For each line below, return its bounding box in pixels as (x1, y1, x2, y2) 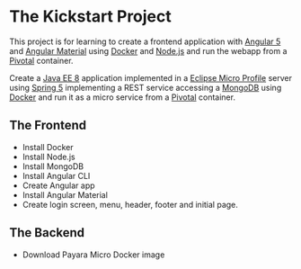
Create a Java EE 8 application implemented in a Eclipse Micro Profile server (9, 72, 292, 83)
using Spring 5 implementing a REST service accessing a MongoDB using (9, 82, 282, 93)
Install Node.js (22, 151, 75, 162)
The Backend (9, 225, 85, 240)
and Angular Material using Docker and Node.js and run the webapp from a (9, 45, 288, 56)
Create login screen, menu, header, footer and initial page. (22, 199, 238, 210)
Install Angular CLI (22, 170, 91, 181)
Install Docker (22, 141, 74, 152)
